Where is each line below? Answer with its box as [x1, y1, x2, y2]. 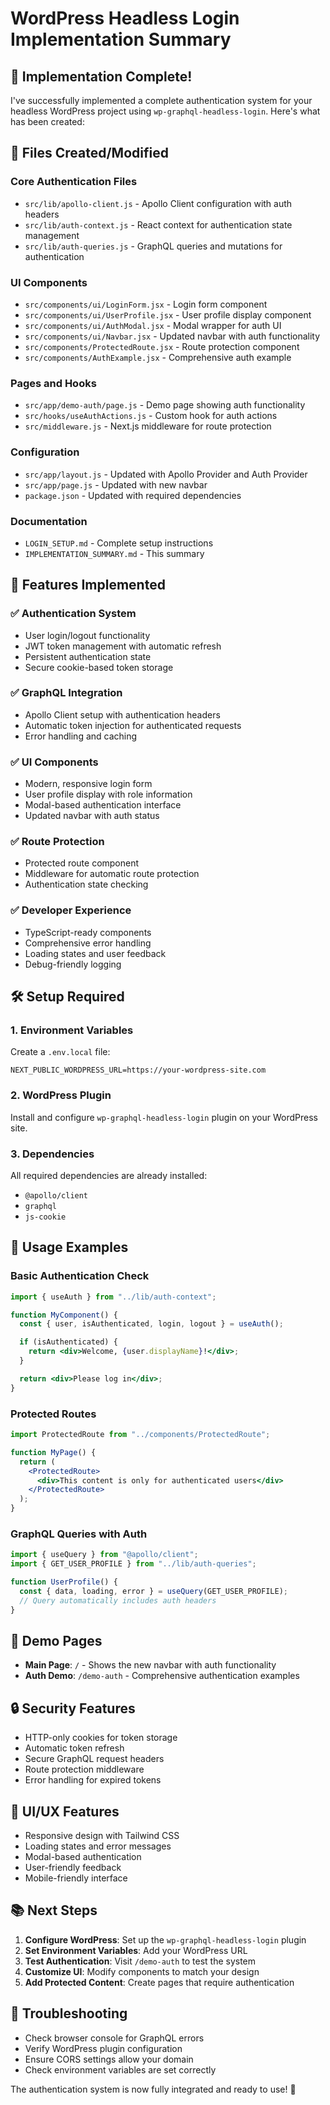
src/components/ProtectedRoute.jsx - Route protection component [24, 340, 300, 352]
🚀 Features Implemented [10, 577, 166, 594]
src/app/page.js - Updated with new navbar [24, 478, 208, 491]
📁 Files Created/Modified [10, 145, 169, 162]
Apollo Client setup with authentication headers [24, 708, 221, 721]
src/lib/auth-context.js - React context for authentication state [24, 218, 293, 231]
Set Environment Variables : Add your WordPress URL [24, 1944, 248, 1956]
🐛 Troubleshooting [10, 2005, 128, 2022]
